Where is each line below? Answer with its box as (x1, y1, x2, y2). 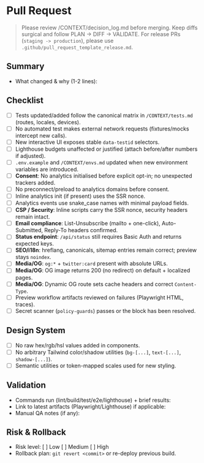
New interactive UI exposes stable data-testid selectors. (15, 138, 160, 146)
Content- (174, 281, 197, 288)
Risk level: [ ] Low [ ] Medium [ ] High (15, 443, 109, 451)
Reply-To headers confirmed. (44, 227, 118, 234)
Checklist (6, 96, 44, 106)
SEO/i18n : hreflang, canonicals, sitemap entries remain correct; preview (15, 246, 197, 254)
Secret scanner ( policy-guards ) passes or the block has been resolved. (15, 307, 196, 314)
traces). (15, 301, 36, 308)
